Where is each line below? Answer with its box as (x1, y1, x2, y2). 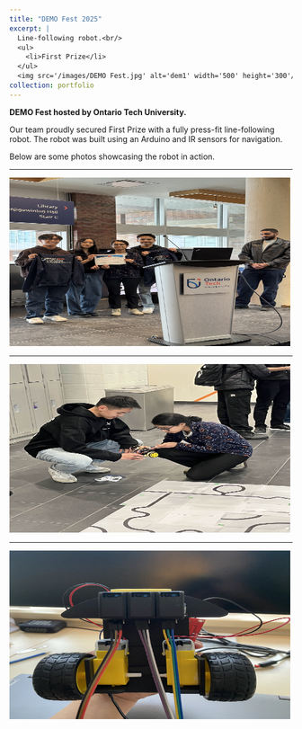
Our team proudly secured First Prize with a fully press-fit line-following (9, 124, 275, 135)
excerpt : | (9, 23, 50, 33)
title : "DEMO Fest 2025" (9, 14, 102, 23)
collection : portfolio (9, 81, 94, 90)
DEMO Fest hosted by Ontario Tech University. (9, 106, 187, 117)
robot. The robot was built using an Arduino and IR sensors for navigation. (9, 133, 283, 144)
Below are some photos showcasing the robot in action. (9, 151, 216, 162)
